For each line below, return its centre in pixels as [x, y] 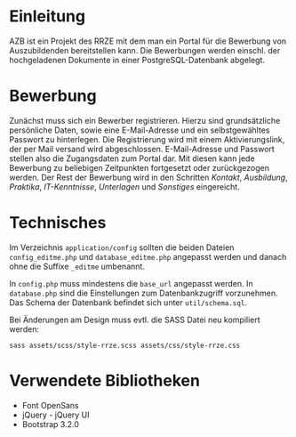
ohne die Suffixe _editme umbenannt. [77, 266]
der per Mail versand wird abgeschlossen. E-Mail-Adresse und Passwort [142, 149]
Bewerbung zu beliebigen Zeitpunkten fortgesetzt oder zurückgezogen [139, 167]
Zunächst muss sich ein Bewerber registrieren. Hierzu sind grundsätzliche [145, 120]
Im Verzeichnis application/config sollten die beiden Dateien [122, 247]
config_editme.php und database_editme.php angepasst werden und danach [148, 256]
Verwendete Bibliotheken [104, 381]
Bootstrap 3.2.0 [51, 424]
